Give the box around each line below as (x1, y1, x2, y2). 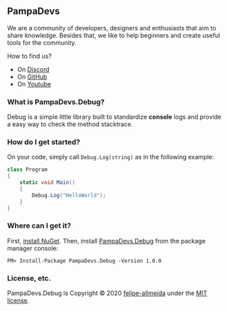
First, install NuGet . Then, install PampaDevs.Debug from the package (7, 237, 206, 245)
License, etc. (7, 273, 52, 283)
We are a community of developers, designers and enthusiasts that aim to (7, 23, 217, 32)
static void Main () (19, 179, 76, 186)
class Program (7, 166, 48, 173)
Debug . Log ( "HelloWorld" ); (32, 192, 107, 199)
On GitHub (17, 72, 48, 81)
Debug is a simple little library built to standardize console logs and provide (7, 113, 222, 121)
